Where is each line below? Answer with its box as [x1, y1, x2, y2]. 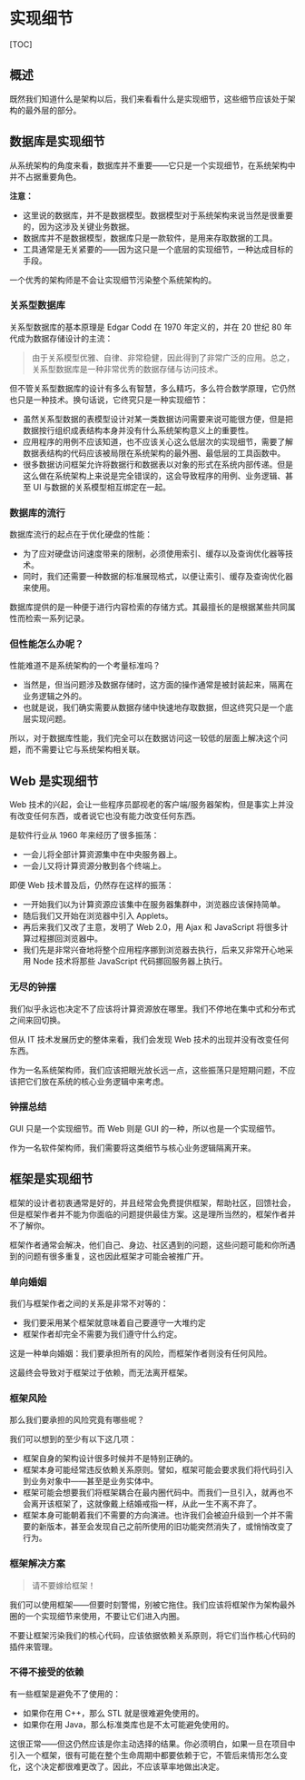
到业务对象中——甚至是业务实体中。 [22, 1476, 159, 1487]
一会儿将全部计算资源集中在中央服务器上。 [22, 849, 182, 860]
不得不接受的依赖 [9, 1666, 84, 1678]
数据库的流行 [9, 506, 66, 519]
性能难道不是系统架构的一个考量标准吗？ [9, 660, 161, 671]
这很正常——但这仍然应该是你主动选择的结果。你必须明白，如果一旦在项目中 [9, 1738, 296, 1749]
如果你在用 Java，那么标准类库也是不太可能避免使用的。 [22, 1718, 234, 1730]
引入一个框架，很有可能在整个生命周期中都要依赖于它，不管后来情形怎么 [9, 1749, 280, 1760]
